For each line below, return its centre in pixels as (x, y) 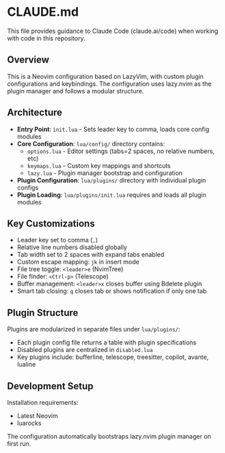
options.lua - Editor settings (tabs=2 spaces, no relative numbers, (121, 151)
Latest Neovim (37, 416)
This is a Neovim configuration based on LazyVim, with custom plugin (105, 76)
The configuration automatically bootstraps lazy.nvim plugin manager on (109, 436)
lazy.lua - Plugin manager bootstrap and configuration (105, 173)
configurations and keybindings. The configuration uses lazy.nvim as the (109, 84)
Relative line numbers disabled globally (72, 247)
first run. (19, 444)
